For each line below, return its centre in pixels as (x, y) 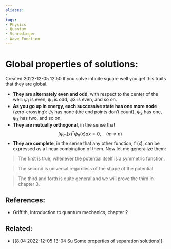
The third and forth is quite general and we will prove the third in (86, 179)
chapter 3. (29, 184)
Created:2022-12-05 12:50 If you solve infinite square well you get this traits (86, 78)
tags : (11, 20)
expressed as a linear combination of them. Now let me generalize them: (89, 148)
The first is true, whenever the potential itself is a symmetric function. (91, 158)
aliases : (15, 10)
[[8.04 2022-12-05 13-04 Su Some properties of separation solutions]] (88, 241)
